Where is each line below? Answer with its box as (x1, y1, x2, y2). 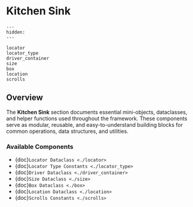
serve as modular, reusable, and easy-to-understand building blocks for (6, 121, 183, 128)
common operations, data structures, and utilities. (6, 127, 128, 135)
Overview (6, 93, 44, 103)
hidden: (6, 29, 26, 35)
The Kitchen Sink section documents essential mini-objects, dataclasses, (6, 108, 188, 115)
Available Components (6, 142, 73, 151)
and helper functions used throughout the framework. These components (6, 115, 188, 122)
